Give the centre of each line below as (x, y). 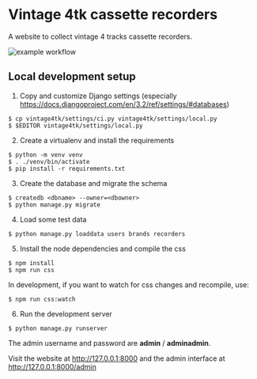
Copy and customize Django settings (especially (98, 96)
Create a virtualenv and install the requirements (97, 140)
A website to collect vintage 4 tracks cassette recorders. (100, 36)
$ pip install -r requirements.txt (67, 169)
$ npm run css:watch (42, 299)
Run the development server (66, 313)
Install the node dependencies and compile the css (102, 248)
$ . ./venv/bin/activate (49, 161)
